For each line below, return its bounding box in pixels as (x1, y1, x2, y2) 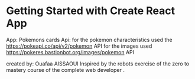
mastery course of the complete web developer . (6, 66, 125, 73)
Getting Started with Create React (6, 4, 175, 18)
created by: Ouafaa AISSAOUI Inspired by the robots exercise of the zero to (6, 60, 190, 67)
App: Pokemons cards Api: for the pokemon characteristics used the (6, 36, 173, 43)
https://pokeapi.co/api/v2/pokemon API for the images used (6, 42, 152, 50)
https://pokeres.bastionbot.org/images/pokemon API (6, 48, 135, 55)
